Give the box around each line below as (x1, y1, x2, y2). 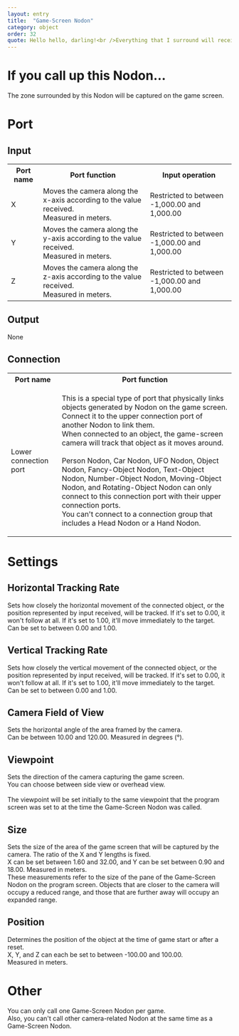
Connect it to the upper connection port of (61, 411, 203, 421)
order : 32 (7, 30, 37, 38)
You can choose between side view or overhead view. (7, 780, 166, 789)
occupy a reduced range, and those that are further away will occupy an (7, 888, 219, 896)
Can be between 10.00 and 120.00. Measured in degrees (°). (7, 733, 184, 742)
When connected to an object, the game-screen (61, 429, 223, 438)
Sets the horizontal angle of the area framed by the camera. (7, 725, 183, 734)
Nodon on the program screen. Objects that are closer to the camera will (7, 880, 220, 888)
